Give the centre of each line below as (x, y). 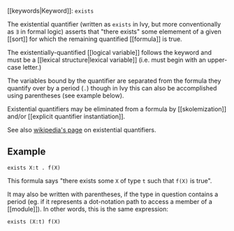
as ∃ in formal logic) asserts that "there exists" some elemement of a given (115, 32)
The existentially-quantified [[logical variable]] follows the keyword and (109, 53)
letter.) (32, 67)
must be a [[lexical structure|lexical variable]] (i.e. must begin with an (107, 60)
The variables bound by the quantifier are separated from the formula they (114, 81)
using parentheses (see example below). (66, 95)
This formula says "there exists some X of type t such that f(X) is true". (110, 180)
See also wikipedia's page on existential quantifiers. (82, 130)
